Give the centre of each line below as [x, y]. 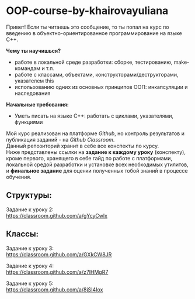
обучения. [19, 177]
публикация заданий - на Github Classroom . [60, 139]
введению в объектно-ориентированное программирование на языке [94, 33]
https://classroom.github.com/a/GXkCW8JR [59, 254]
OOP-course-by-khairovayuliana [87, 11]
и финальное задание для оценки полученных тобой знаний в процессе [97, 170]
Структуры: [29, 195]
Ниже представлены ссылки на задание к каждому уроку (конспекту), [96, 152]
